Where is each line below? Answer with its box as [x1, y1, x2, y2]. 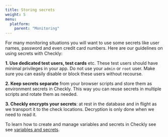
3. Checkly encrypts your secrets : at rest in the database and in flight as [5, 101, 157, 107]
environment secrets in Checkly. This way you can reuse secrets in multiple [5, 86, 162, 92]
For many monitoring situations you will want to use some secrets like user [5, 40, 159, 46]
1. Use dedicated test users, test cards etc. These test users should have [5, 60, 158, 66]
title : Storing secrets [5, 7, 55, 13]
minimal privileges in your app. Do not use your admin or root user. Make [5, 66, 155, 72]
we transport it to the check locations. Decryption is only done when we [5, 106, 154, 112]
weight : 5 [5, 12, 26, 17]
